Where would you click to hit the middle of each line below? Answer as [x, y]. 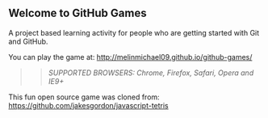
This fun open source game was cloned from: [84, 97]
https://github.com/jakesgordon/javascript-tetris [89, 105]
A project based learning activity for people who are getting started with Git [134, 32]
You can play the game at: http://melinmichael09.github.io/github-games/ [130, 57]
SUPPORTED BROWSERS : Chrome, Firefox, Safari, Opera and [151, 73]
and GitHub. [28, 41]
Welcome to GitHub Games [77, 13]
